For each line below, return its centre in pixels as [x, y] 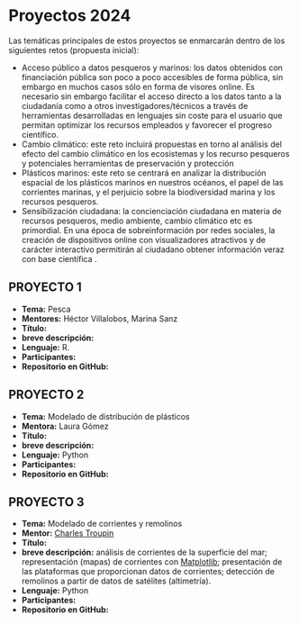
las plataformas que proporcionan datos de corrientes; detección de [148, 572]
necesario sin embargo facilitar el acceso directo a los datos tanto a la [151, 96]
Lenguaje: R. [45, 347]
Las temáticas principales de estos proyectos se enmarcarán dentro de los [147, 41]
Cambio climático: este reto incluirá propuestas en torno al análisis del [152, 144]
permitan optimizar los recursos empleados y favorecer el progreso [146, 125]
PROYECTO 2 [46, 395]
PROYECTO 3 [46, 502]
